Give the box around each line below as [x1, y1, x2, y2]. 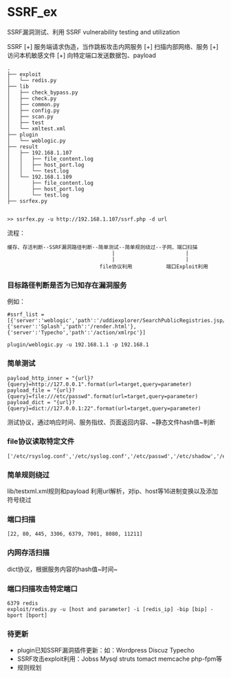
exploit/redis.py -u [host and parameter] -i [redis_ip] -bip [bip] [7, 606, 208, 613]
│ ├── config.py [7, 107, 60, 114]
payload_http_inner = [7, 375, 69, 381]
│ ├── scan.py [7, 113, 54, 120]
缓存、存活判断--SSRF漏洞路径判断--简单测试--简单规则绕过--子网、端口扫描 [7, 243, 198, 250]
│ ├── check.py [7, 94, 57, 102]
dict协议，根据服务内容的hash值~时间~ [7, 565, 118, 573]
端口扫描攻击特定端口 [7, 584, 78, 593]
